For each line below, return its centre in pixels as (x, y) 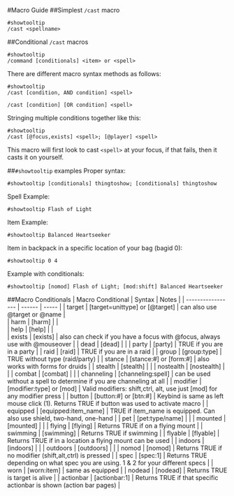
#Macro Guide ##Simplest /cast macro (64, 10)
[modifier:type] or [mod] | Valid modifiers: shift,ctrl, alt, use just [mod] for (112, 388)
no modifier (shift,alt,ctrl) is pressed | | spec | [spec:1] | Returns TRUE (107, 455)
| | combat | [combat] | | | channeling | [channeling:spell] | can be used (109, 374)
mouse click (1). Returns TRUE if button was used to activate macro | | (108, 403)
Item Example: (28, 222)
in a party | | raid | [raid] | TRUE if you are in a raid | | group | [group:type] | (115, 351)
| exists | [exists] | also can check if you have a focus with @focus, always (114, 337)
